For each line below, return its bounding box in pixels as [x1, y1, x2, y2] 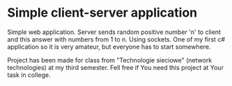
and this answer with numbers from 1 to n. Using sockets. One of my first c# [7, 35, 225, 43]
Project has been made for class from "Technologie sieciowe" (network [7, 55, 212, 64]
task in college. [7, 71, 51, 79]
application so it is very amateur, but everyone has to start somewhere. [7, 42, 211, 51]
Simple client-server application [7, 5, 198, 21]
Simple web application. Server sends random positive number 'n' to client [7, 28, 222, 36]
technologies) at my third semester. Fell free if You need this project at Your [7, 63, 224, 71]
